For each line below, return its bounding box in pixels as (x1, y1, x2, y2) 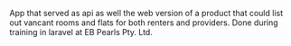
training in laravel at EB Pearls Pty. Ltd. (9, 27, 154, 37)
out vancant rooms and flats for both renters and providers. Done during (9, 17, 278, 28)
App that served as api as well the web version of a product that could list (9, 8, 283, 18)
